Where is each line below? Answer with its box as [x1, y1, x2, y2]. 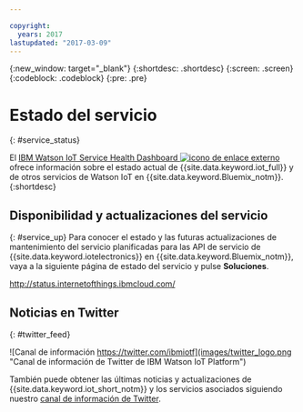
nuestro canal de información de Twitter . [9, 393, 161, 404]
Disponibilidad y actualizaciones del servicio [9, 207, 268, 223]
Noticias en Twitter [9, 305, 120, 320]
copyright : [9, 21, 51, 30]
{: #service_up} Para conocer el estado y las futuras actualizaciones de [9, 232, 278, 243]
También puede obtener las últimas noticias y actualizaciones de [9, 374, 252, 385]
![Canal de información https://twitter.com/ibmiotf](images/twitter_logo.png [9, 347, 292, 357]
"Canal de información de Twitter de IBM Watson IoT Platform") [9, 356, 247, 367]
